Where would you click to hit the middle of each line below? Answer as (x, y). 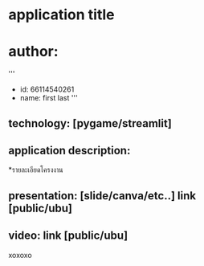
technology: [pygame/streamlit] (90, 123)
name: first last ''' (49, 98)
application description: (69, 150)
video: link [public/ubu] (68, 236)
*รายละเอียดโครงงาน (36, 170)
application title (61, 15)
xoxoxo (20, 255)
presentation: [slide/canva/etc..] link (102, 196)
